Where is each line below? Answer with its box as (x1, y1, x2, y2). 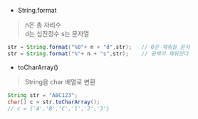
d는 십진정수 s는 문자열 (24, 30, 90, 38)
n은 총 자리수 (24, 21, 62, 29)
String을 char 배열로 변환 (24, 77, 96, 86)
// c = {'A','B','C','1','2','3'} (7, 105, 110, 112)
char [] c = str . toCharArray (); (7, 98, 100, 106)
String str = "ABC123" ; (7, 91, 78, 98)
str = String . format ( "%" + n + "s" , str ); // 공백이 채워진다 (7, 50, 189, 57)
